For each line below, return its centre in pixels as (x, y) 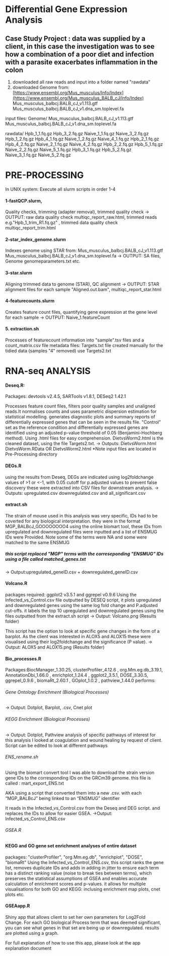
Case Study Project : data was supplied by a (75, 38)
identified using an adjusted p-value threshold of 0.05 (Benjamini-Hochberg (84, 433)
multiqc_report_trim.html (31, 228)
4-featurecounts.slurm (30, 301)
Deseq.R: (15, 385)
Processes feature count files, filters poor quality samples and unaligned (80, 406)
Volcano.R (16, 583)
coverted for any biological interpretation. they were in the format (73, 521)
